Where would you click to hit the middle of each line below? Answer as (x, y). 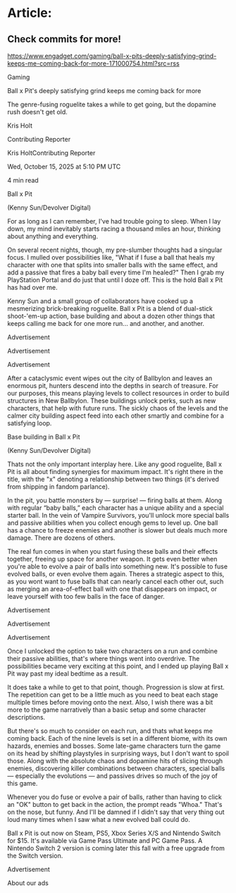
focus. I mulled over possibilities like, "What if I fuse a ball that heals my (111, 257)
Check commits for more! (64, 39)
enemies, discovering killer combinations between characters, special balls (116, 768)
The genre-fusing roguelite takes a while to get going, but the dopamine (112, 104)
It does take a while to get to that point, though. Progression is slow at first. (116, 687)
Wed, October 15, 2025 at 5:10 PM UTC (64, 166)
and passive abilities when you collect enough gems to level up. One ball (113, 523)
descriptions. (26, 717)
